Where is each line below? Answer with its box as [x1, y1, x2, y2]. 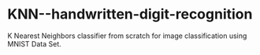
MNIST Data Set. [7, 39, 62, 48]
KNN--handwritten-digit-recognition [7, 5, 253, 23]
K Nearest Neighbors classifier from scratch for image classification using [7, 31, 247, 40]
